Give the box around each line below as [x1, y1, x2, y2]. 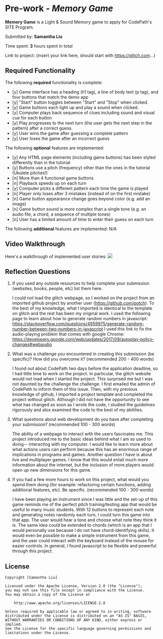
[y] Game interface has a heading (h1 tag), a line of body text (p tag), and [12, 89, 159, 95]
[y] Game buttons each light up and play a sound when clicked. [12, 104, 139, 110]
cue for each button [12, 115, 52, 121]
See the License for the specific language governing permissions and [5, 626, 151, 631]
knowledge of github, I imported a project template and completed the [12, 391, 153, 397]
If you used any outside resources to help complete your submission [12, 280, 149, 286]
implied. [5, 622, 23, 627]
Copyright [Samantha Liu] [5, 575, 57, 580]
